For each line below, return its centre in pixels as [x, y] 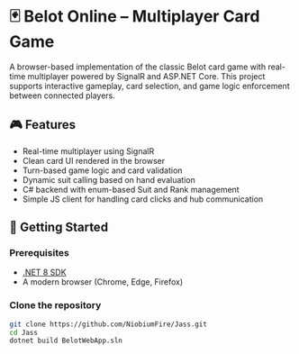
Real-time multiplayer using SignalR [88, 151]
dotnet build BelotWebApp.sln [66, 341]
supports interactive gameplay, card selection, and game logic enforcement [149, 86]
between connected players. [62, 95]
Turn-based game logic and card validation [102, 170]
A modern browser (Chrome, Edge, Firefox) [103, 282]
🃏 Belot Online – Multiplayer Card [135, 17]
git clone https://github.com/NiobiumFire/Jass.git [108, 324]
